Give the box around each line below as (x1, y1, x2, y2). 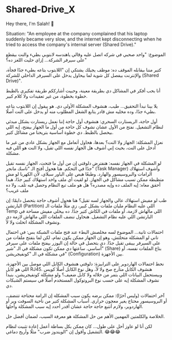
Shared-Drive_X (6, 4, 76, 15)
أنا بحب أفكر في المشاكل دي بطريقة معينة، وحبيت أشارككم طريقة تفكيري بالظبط (6, 87, 161, 93)
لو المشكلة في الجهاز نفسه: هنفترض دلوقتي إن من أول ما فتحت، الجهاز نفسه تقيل (6, 160, 162, 166)
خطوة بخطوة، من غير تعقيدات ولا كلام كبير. (6, 93, 88, 99)
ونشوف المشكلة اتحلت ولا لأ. (6, 219, 61, 225)
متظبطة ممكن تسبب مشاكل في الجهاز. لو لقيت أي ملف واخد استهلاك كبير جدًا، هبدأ (6, 176, 164, 183)
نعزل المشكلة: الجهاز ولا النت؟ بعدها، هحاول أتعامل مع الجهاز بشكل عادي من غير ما (6, 139, 163, 145)
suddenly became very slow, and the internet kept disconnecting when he (6, 36, 162, 42)
